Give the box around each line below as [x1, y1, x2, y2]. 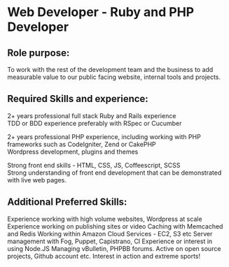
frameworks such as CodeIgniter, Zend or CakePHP [7, 140, 156, 148]
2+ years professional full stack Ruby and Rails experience [7, 111, 176, 120]
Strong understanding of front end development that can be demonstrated [7, 168, 222, 177]
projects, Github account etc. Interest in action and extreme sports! [7, 252, 201, 260]
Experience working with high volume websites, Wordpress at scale [7, 215, 202, 223]
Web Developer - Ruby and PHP [7, 4, 195, 20]
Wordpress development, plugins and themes [7, 147, 139, 156]
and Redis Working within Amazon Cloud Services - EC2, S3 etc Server [7, 229, 213, 238]
